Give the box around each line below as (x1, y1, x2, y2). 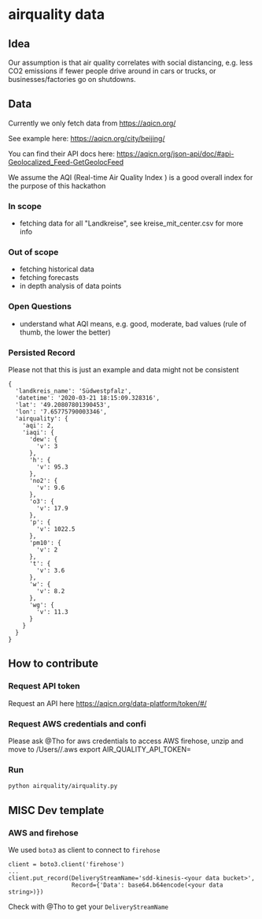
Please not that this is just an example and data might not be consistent (8, 365, 239, 374)
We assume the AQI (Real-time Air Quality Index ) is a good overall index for (8, 172, 253, 182)
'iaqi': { (22, 428, 55, 436)
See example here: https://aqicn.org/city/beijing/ (8, 133, 165, 143)
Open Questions (8, 301, 72, 312)
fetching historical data (19, 264, 94, 274)
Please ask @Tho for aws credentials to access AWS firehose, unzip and (8, 736, 244, 745)
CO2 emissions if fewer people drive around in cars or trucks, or (8, 66, 216, 76)
